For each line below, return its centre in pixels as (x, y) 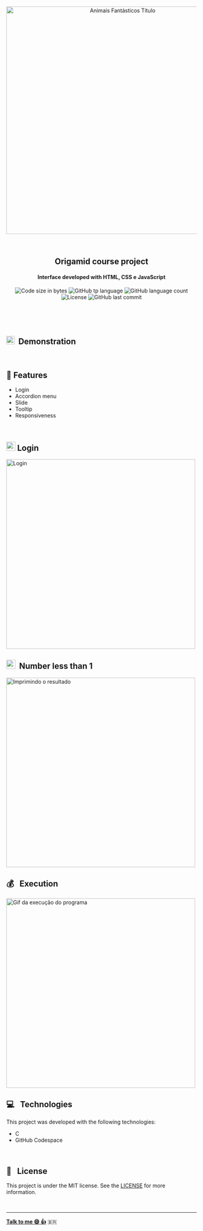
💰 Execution (32, 884)
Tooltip (24, 409)
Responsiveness (35, 416)
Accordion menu (36, 396)
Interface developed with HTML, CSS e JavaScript (101, 277)
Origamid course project (101, 262)
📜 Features (27, 375)
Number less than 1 (56, 666)
